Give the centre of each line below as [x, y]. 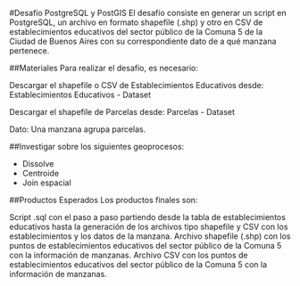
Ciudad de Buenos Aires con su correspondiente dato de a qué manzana [143, 41]
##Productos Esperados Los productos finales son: [104, 200]
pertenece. [29, 51]
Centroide [41, 173]
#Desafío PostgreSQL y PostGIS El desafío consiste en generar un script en [148, 13]
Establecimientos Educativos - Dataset [80, 94]
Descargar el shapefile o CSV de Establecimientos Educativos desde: [137, 85]
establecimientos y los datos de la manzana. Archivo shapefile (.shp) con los [150, 236]
